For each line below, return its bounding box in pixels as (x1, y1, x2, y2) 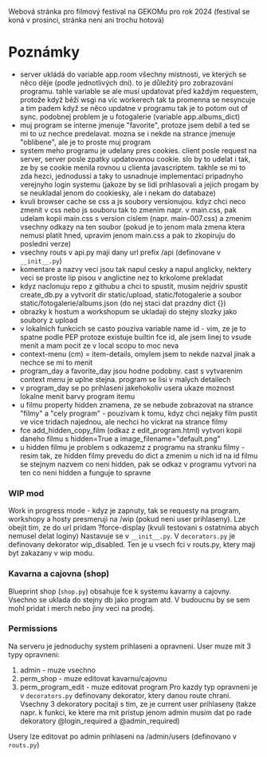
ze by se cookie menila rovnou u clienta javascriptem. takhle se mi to (19, 163, 246, 172)
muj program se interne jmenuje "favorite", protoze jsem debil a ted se (19, 120, 250, 130)
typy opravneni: (8, 649, 60, 659)
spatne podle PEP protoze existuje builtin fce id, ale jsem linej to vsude (19, 332, 252, 341)
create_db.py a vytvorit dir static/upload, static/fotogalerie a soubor (19, 290, 242, 299)
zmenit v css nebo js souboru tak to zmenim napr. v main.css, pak (19, 205, 237, 215)
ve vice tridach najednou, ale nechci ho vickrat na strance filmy (19, 416, 229, 426)
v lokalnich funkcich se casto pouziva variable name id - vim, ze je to (19, 323, 247, 333)
